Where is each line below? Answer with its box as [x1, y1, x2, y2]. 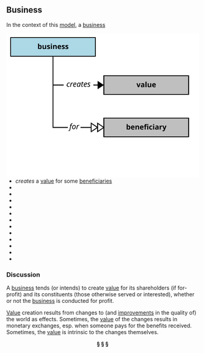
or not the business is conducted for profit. [6, 297, 114, 305]
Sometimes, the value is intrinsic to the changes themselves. [6, 329, 159, 336]
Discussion [6, 270, 41, 278]
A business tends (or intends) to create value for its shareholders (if [6, 284, 177, 292]
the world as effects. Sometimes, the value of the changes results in [6, 316, 178, 323]
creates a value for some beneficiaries [15, 177, 112, 184]
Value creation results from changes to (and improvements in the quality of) [6, 309, 197, 316]
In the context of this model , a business [6, 21, 106, 28]
